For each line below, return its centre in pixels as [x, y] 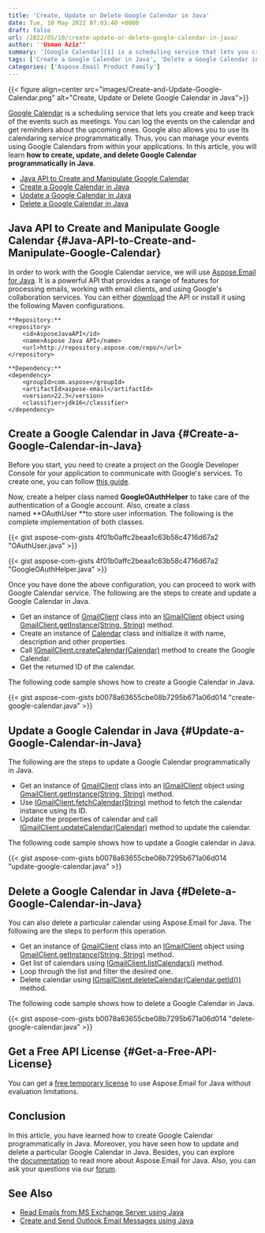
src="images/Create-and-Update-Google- [153, 89]
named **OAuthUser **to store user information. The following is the [121, 514]
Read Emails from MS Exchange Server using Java [101, 1213]
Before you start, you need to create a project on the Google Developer [123, 465]
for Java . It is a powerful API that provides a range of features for [114, 280]
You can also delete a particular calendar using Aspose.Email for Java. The [130, 922]
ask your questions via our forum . [63, 1168]
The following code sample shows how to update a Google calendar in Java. [132, 843]
